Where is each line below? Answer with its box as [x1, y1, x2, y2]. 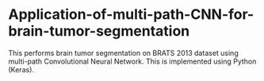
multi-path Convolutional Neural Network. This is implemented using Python [8, 57, 257, 66]
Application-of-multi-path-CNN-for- [8, 6, 254, 24]
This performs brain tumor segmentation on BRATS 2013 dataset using [8, 48, 239, 57]
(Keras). [8, 64, 34, 74]
